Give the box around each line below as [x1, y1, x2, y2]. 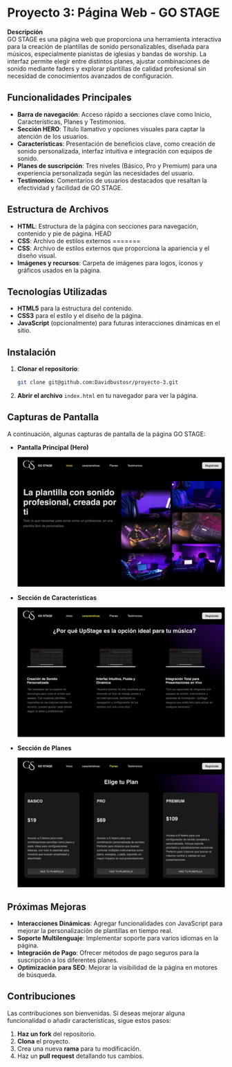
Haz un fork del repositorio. [17, 1030, 97, 1038]
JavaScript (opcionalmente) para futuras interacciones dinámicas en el [17, 319, 220, 328]
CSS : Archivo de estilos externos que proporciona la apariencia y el [17, 244, 210, 252]
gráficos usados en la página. [17, 266, 101, 274]
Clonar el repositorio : [17, 365, 79, 373]
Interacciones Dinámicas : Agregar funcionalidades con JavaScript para [17, 919, 223, 927]
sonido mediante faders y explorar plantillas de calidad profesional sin [7, 64, 206, 73]
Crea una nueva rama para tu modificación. [17, 1044, 142, 1052]
